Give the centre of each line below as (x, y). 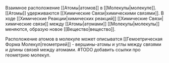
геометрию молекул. (28, 55)
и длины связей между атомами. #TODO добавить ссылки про (73, 50)
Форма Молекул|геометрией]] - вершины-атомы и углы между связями (83, 44)
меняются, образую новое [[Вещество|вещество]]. (61, 29)
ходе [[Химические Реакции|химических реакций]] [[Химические (76, 18)
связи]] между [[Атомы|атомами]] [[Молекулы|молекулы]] (96, 24)
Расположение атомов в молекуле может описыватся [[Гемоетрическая (84, 39)
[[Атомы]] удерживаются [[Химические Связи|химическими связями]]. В (84, 13)
